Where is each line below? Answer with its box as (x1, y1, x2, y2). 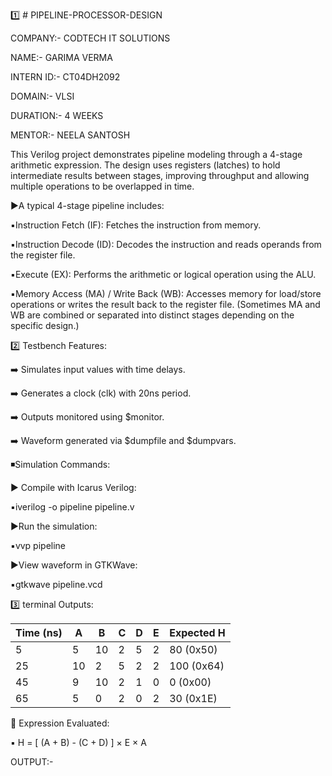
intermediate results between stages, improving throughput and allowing (10, 170, 310, 181)
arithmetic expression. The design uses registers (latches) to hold (10, 159, 281, 171)
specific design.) (10, 320, 80, 331)
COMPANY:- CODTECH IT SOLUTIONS (10, 32, 171, 44)
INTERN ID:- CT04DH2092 (10, 71, 121, 83)
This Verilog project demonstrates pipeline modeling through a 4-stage (10, 149, 303, 160)
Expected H (169, 626, 226, 639)
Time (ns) (15, 626, 63, 639)
